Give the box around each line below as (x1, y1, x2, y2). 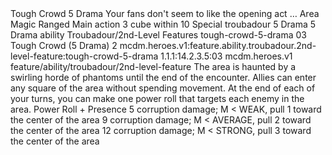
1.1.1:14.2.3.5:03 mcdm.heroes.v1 (160, 50, 293, 62)
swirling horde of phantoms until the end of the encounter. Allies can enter (10, 72, 317, 83)
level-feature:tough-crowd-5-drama (10, 50, 159, 62)
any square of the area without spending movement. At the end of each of (10, 82, 316, 94)
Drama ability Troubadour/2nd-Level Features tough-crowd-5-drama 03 (10, 29, 307, 41)
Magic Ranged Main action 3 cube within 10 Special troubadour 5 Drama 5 (10, 18, 317, 30)
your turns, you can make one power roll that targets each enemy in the (10, 93, 305, 104)
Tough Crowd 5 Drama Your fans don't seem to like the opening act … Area (10, 8, 320, 19)
